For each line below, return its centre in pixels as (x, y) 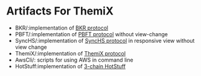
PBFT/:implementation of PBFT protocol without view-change (91, 34)
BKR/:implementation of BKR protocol (62, 28)
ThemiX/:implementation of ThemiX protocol (70, 53)
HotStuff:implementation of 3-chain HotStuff (70, 66)
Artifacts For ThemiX (60, 11)
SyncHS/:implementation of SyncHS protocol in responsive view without (105, 40)
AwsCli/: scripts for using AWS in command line (74, 60)
